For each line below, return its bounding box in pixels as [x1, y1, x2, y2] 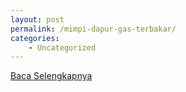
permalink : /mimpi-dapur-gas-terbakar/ [10, 24, 177, 34]
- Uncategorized [28, 42, 97, 53]
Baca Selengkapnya [10, 70, 93, 82]
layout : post [10, 14, 65, 25]
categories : [10, 33, 60, 43]
